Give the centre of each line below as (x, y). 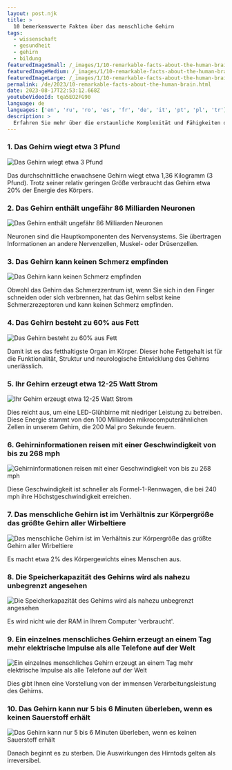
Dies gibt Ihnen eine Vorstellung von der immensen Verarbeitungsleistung (112, 684)
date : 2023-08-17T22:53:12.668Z (54, 91)
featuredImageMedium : (38, 71)
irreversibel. (24, 760)
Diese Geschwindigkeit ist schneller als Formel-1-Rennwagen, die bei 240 (112, 489)
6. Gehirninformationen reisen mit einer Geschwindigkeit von (112, 444)
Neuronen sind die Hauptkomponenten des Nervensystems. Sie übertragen (114, 236)
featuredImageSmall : (37, 65)
